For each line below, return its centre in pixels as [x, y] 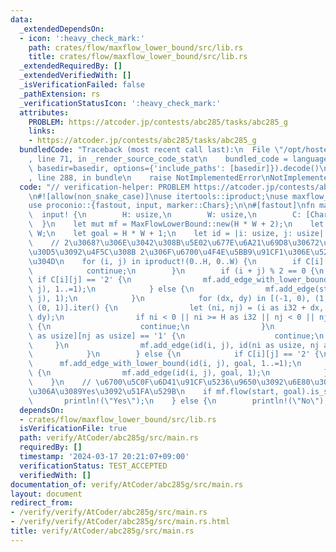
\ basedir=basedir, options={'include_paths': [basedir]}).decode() [174, 168]
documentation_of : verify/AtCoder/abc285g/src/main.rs [127, 484]
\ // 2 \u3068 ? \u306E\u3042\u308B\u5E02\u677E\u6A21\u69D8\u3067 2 [174, 242]
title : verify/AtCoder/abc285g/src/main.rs [102, 531]
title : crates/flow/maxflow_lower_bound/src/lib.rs [138, 57]
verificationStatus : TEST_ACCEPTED [93, 466]
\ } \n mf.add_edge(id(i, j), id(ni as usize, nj [174, 345]
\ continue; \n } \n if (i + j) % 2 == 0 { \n [176, 271]
